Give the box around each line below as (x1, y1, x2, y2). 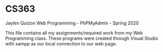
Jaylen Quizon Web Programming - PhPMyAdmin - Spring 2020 (5, 20, 139, 26)
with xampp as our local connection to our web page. (5, 40, 117, 46)
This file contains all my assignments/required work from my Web (5, 30, 143, 36)
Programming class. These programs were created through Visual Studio (5, 35, 158, 41)
